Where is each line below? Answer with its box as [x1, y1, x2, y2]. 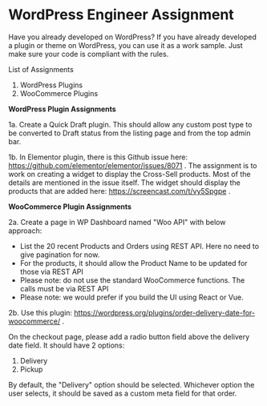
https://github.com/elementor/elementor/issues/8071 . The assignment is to [8, 160, 257, 170]
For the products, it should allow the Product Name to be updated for [19, 258, 248, 267]
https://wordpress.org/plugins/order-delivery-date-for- [74, 308, 255, 317]
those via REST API [19, 267, 84, 276]
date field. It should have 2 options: [8, 340, 125, 350]
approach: [8, 226, 42, 235]
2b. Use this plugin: [8, 308, 73, 317]
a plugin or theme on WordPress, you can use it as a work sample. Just [8, 40, 243, 50]
